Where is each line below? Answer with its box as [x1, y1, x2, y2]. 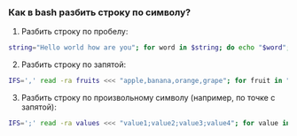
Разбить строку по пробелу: [20, 26, 129, 37]
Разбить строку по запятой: [20, 59, 127, 70]
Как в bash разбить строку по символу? [8, 6, 191, 19]
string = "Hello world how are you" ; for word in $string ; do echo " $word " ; [8, 43, 291, 52]
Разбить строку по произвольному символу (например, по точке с [20, 93, 276, 103]
